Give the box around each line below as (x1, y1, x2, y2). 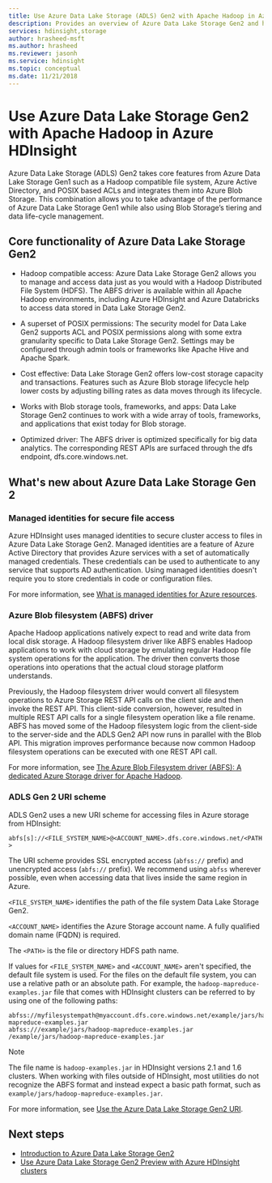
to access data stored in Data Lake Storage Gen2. (19, 303, 186, 313)
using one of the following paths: (8, 995, 118, 1005)
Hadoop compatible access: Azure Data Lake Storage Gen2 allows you (19, 269, 257, 279)
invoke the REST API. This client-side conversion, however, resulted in (8, 704, 242, 713)
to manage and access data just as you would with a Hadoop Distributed (19, 277, 262, 287)
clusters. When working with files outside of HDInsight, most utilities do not (8, 1070, 259, 1081)
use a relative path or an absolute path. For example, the (8, 978, 197, 988)
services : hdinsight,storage (8, 27, 107, 35)
